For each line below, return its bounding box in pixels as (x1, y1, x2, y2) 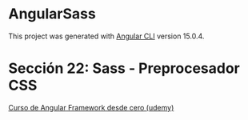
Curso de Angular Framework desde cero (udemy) (8, 102, 174, 112)
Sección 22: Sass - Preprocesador (8, 59, 240, 78)
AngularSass (8, 5, 96, 23)
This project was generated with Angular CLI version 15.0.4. (8, 31, 205, 41)
